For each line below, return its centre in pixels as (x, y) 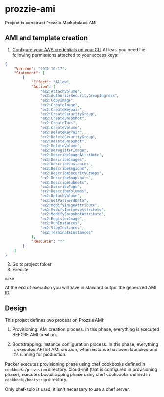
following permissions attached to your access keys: (65, 55)
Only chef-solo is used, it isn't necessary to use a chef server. (68, 389)
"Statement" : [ (29, 73)
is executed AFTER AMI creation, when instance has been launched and (85, 350)
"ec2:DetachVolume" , (61, 196)
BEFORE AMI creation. (35, 335)
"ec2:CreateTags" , (59, 123)
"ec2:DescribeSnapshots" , (66, 178)
